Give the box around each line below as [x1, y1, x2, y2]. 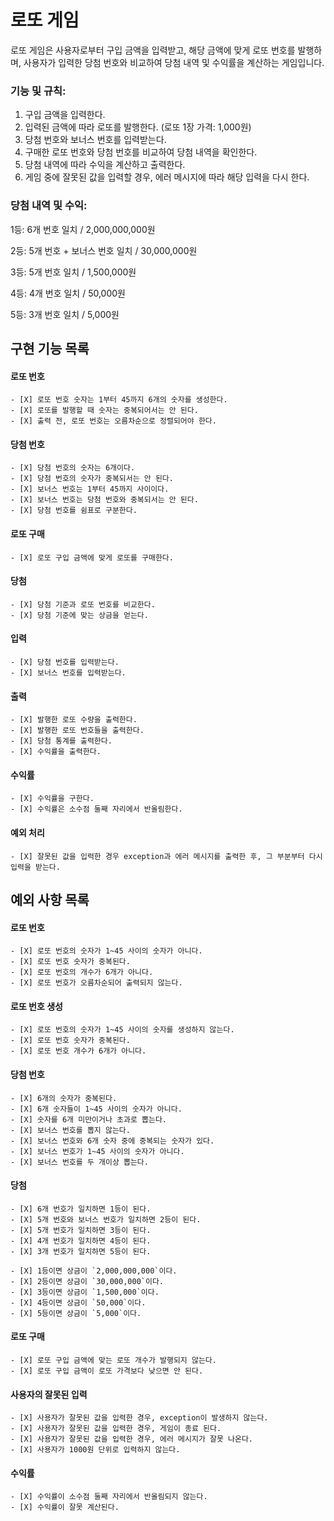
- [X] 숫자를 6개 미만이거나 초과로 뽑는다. [10, 1114, 167, 1125]
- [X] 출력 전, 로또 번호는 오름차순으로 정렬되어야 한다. [10, 416, 217, 426]
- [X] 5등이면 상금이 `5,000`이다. [10, 1308, 142, 1318]
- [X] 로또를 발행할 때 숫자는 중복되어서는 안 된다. [10, 406, 199, 416]
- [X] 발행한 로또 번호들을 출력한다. [10, 726, 145, 736]
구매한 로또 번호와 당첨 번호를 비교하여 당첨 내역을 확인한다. [24, 146, 258, 158]
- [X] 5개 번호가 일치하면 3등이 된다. [10, 1225, 152, 1235]
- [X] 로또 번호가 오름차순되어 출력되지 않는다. [10, 978, 183, 988]
